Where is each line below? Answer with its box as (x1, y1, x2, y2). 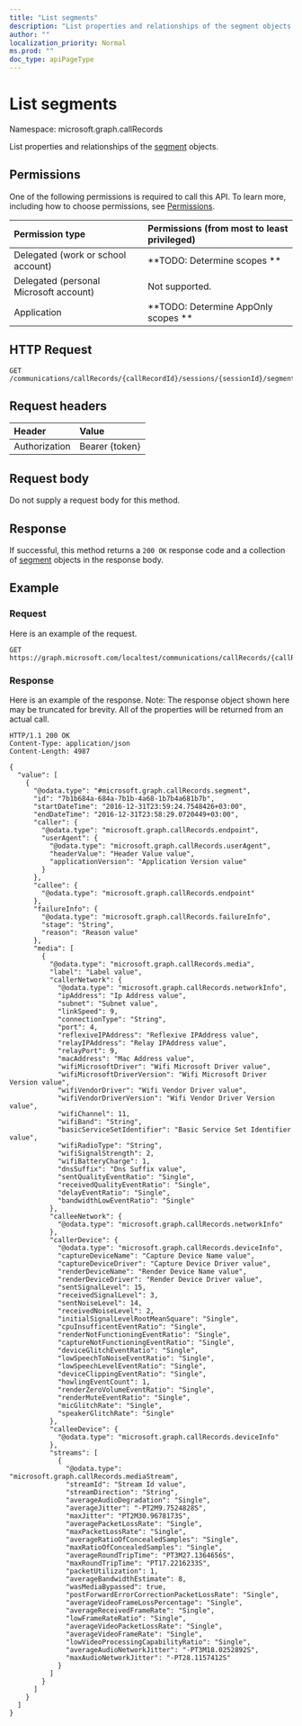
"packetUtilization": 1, (66, 1567, 159, 1576)
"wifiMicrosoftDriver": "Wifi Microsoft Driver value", (57, 1062, 271, 1071)
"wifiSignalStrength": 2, (57, 1149, 155, 1158)
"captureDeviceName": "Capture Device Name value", (57, 1251, 255, 1260)
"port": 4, (57, 1022, 99, 1031)
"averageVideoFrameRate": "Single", (66, 1630, 203, 1639)
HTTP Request (9, 342, 93, 358)
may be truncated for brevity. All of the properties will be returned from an (9, 704, 284, 714)
